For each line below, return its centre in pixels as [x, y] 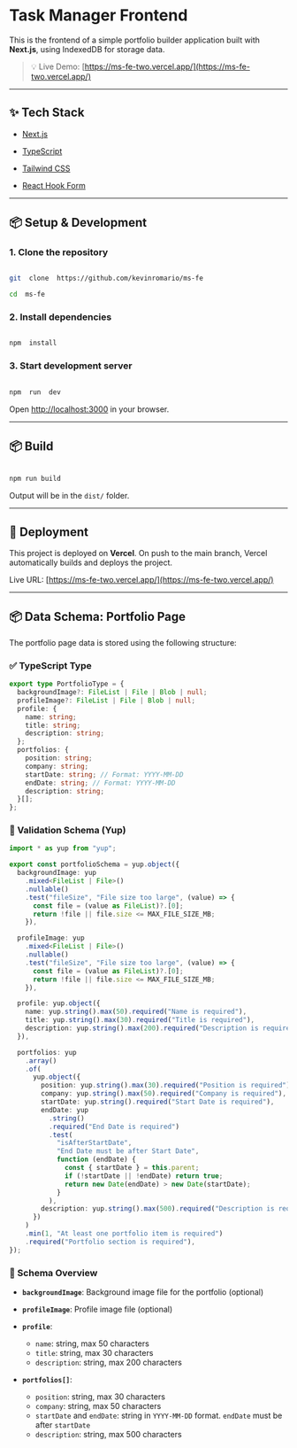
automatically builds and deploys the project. [91, 562]
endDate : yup [65, 1110]
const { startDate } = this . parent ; [132, 1168]
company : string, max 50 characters [98, 1405]
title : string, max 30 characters [94, 1352]
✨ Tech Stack [47, 113]
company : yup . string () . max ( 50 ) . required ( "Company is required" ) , [164, 1094]
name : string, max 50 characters [92, 1343]
